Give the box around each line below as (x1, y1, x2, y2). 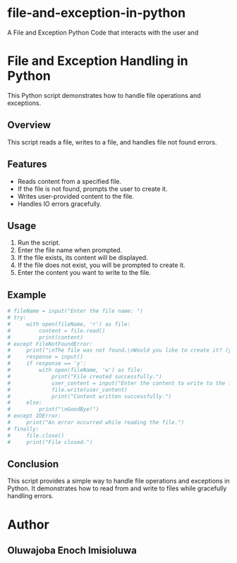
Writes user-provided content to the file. (17, 192, 135, 200)
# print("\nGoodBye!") (7, 406, 99, 413)
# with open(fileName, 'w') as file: (7, 366, 143, 373)
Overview (7, 119, 51, 131)
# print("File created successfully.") (7, 373, 162, 380)
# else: (7, 400, 42, 407)
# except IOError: (7, 412, 61, 420)
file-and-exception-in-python (7, 5, 186, 21)
